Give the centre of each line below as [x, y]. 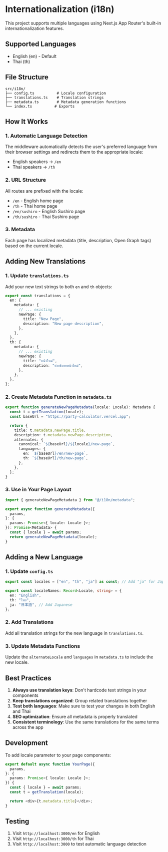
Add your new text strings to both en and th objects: [59, 287]
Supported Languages [41, 44]
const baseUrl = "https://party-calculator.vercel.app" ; [70, 417]
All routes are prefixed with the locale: [44, 191]
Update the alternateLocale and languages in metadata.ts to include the [79, 657]
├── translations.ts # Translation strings [54, 98]
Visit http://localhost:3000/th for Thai [53, 838]
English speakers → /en [37, 162]
